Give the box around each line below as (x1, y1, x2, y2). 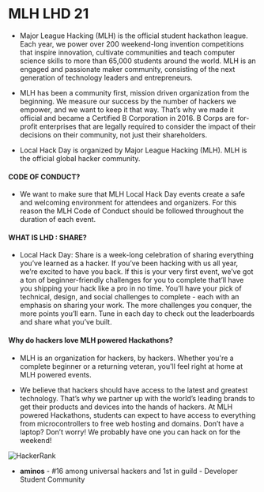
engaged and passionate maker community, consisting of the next (19, 64, 236, 73)
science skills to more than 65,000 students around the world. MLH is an (19, 56, 257, 66)
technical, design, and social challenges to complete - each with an (19, 292, 239, 302)
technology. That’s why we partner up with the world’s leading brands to (19, 393, 255, 403)
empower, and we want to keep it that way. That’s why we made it (19, 104, 235, 115)
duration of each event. (19, 215, 96, 224)
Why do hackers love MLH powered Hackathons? (8, 335, 174, 344)
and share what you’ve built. (19, 317, 112, 327)
